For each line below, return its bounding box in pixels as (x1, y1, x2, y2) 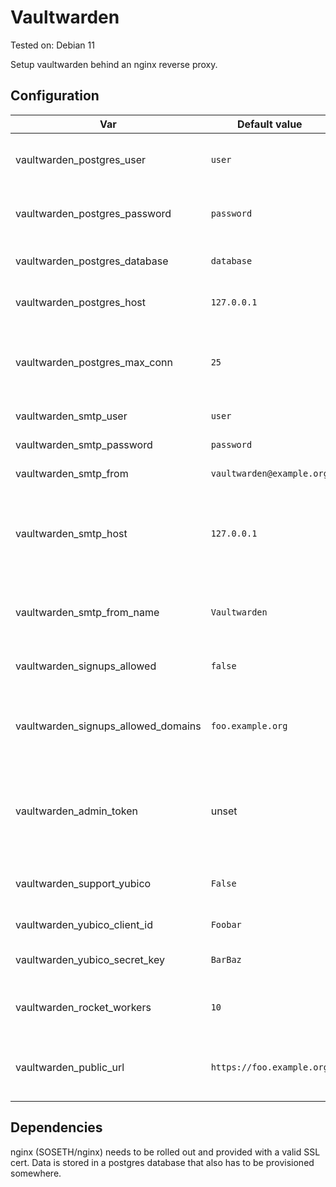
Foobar (210, 919, 242, 930)
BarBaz (210, 954, 242, 965)
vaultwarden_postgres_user (15, 152, 146, 166)
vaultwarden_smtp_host (15, 526, 128, 540)
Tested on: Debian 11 (10, 39, 95, 51)
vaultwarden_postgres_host (15, 295, 147, 309)
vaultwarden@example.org (210, 467, 329, 479)
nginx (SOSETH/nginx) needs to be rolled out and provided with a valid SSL (10, 1146, 321, 1158)
